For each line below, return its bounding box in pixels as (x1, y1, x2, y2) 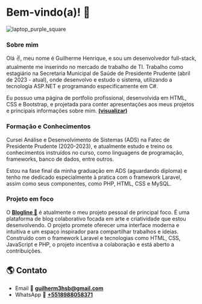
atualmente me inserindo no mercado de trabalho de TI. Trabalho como (6, 63, 184, 71)
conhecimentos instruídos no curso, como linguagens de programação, (6, 149, 184, 156)
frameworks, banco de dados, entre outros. (6, 155, 115, 163)
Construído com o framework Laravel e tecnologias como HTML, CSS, (6, 234, 181, 241)
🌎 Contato (6, 265, 47, 276)
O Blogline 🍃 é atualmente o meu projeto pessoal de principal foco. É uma (6, 209, 190, 216)
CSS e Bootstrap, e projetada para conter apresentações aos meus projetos (6, 101, 195, 108)
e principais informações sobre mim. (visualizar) (6, 107, 128, 114)
